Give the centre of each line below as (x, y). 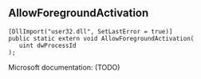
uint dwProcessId (48, 45)
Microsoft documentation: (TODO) (64, 67)
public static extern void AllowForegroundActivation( (101, 38)
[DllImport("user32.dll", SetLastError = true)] (91, 31)
